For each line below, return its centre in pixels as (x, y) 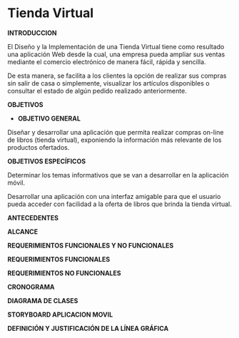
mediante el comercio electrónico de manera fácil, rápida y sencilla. (107, 61)
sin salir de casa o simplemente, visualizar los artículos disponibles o (108, 83)
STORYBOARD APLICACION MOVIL (60, 314)
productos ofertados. (39, 147)
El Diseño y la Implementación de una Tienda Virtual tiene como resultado (116, 46)
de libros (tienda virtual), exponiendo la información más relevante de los (115, 140)
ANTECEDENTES (33, 217)
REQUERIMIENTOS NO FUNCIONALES (64, 273)
